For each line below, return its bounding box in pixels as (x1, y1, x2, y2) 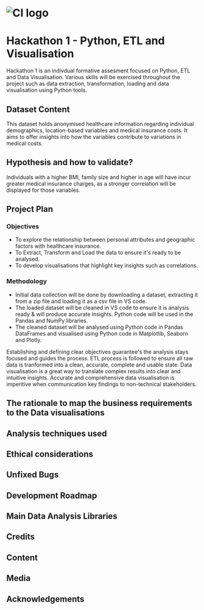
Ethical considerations (6, 449, 93, 459)
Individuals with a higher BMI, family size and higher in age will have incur (6, 174, 191, 181)
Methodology (6, 277, 47, 286)
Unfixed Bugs (6, 469, 59, 480)
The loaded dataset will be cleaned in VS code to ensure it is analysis (15, 304, 189, 311)
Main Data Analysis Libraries (6, 511, 118, 522)
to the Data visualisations (6, 408, 105, 418)
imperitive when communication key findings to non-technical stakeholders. (6, 380, 197, 388)
